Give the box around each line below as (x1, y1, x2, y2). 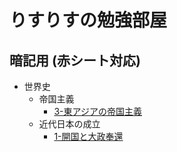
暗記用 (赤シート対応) (9, 52, 141, 69)
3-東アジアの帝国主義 (53, 106, 142, 117)
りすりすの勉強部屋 (9, 9, 168, 32)
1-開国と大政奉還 (53, 131, 124, 142)
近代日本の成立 (38, 118, 101, 130)
